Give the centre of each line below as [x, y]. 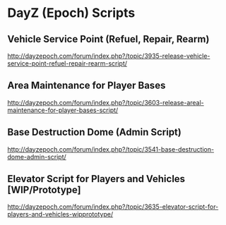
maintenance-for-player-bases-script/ [63, 110]
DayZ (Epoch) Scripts [71, 13]
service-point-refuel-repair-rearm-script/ [67, 63]
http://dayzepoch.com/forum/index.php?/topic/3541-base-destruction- [111, 149]
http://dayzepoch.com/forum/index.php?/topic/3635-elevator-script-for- [113, 207]
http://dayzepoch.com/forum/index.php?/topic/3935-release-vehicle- [109, 56]
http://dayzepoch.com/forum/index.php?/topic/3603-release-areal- [106, 102]
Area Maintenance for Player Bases [87, 86]
